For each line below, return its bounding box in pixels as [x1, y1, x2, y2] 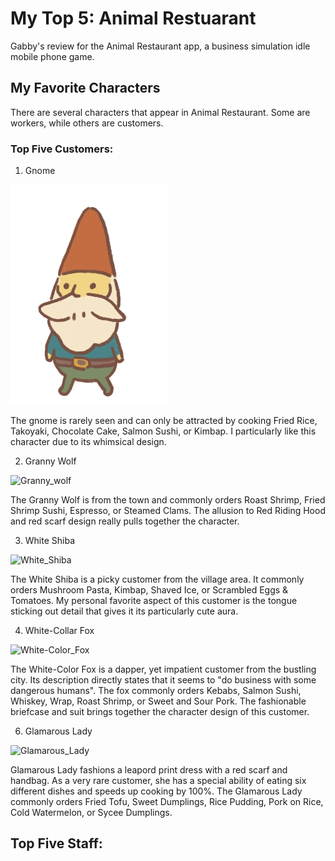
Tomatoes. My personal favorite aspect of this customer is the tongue [10, 595, 298, 607]
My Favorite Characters [10, 80, 161, 97]
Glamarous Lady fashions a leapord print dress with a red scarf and [10, 764, 288, 776]
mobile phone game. [10, 50, 95, 62]
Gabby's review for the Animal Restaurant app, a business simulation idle [10, 40, 311, 52]
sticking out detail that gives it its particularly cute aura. [10, 605, 239, 617]
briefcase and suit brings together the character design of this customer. [10, 706, 310, 718]
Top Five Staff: [10, 835, 103, 852]
